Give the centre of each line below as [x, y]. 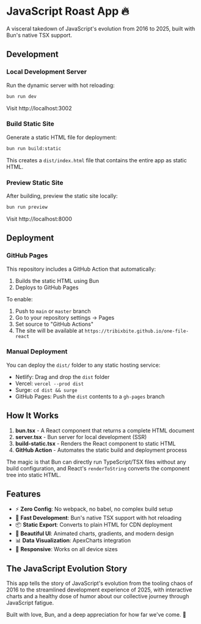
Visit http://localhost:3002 [39, 108]
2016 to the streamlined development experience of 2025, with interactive [99, 590]
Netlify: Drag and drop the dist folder [62, 377]
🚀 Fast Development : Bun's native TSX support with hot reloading [98, 518]
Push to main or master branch [53, 311]
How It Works [33, 415]
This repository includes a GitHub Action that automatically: [81, 269]
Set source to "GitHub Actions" [54, 324]
